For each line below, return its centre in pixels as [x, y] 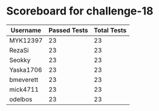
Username [26, 30]
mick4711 [24, 89]
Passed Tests [68, 30]
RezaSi [19, 50]
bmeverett [24, 80]
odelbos [21, 99]
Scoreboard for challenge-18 [80, 11]
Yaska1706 [26, 69]
